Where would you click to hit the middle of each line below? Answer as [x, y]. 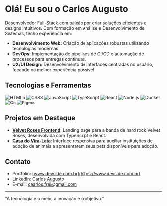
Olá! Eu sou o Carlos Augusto [67, 9]
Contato [18, 161]
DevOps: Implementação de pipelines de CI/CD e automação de [78, 54]
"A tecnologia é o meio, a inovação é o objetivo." [55, 199]
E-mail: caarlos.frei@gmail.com [44, 184]
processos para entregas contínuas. [49, 59]
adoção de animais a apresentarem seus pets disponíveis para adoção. [85, 146]
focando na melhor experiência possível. [54, 69]
